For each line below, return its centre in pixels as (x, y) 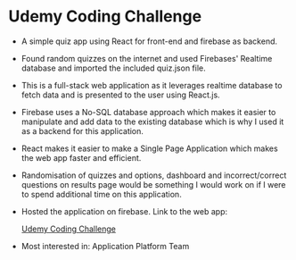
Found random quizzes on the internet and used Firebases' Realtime (147, 58)
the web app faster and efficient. (81, 157)
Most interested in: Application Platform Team (105, 246)
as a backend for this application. (82, 130)
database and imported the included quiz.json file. (113, 68)
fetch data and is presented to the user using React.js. (120, 95)
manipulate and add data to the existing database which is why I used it (152, 122)
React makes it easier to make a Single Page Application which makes (149, 148)
